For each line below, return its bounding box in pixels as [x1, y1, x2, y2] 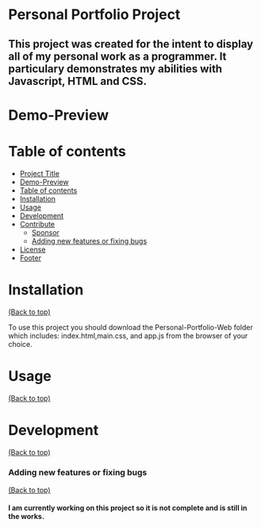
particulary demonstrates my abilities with [8, 62, 223, 75]
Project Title [19, 168, 59, 178]
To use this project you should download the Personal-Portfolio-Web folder [8, 322, 254, 332]
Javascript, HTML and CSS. [8, 74, 148, 88]
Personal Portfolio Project [8, 6, 181, 24]
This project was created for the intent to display [8, 37, 254, 51]
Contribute [19, 219, 56, 229]
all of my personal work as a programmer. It [8, 49, 227, 63]
